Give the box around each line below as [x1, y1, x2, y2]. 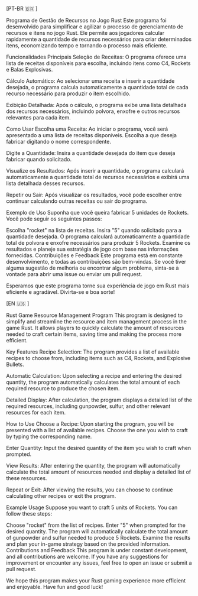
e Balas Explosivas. [6, 66, 53, 73]
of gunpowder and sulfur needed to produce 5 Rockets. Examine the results [6, 535, 191, 541]
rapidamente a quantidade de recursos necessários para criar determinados [6, 35, 192, 43]
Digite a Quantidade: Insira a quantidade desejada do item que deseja [6, 150, 176, 156]
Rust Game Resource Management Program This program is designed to [6, 312, 183, 319]
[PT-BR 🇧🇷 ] [6, 5, 38, 12]
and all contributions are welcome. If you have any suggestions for [6, 553, 168, 560]
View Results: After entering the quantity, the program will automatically [6, 462, 181, 469]
